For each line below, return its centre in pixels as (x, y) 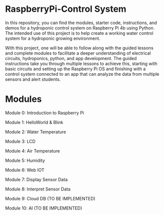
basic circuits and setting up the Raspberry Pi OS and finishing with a (75, 69)
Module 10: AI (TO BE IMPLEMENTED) (44, 208)
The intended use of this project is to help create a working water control (79, 33)
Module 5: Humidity (25, 160)
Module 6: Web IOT (25, 170)
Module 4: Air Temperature (33, 151)
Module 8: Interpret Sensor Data (38, 189)
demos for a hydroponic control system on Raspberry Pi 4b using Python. (80, 28)
